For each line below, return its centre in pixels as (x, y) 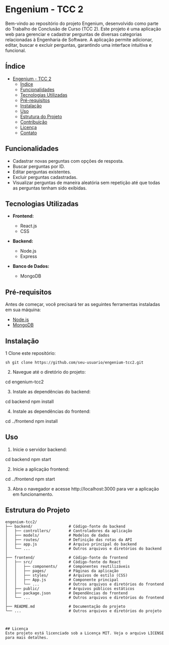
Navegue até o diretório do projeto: (49, 372)
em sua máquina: (23, 310)
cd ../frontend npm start (30, 479)
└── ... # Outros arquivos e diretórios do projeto (83, 611)
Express (29, 256)
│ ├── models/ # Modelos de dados (57, 535)
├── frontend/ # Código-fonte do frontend (67, 558)
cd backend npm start (28, 459)
